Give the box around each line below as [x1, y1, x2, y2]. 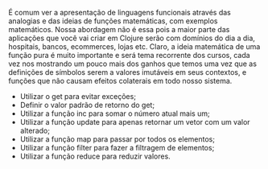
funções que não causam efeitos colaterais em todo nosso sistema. [8, 76, 233, 85]
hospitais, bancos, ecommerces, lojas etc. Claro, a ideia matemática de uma [8, 42, 261, 52]
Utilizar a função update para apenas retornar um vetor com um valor [19, 117, 251, 126]
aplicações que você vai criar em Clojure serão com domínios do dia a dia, [8, 33, 256, 43]
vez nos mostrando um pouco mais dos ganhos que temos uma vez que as [8, 59, 258, 68]
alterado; [19, 126, 51, 135]
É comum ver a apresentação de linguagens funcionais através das [8, 8, 231, 17]
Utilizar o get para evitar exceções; [19, 92, 137, 101]
